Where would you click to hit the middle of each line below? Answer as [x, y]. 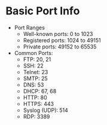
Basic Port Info [43, 11]
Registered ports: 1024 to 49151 [62, 40]
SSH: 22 [33, 65]
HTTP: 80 [35, 97]
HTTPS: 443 [39, 103]
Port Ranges [30, 28]
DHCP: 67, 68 [40, 91]
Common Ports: [33, 53]
